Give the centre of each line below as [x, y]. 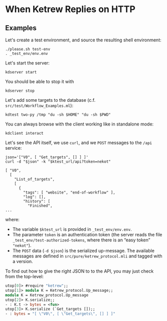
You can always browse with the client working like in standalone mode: [79, 124]
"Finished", [40, 206]
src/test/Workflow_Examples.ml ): [39, 105]
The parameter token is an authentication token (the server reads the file [87, 235]
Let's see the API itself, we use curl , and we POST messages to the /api [78, 143]
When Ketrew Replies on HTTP [70, 9]
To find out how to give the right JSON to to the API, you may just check [79, 271]
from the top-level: [25, 276]
